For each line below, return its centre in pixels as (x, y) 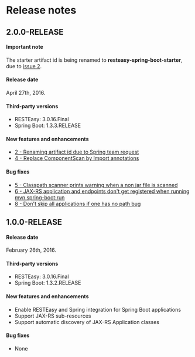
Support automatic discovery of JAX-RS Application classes (87, 322)
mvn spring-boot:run (40, 197)
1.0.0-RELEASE (34, 222)
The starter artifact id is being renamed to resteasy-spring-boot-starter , (94, 60)
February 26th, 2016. (31, 250)
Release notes (41, 10)
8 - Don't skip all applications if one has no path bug (78, 203)
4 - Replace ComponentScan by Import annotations (77, 158)
